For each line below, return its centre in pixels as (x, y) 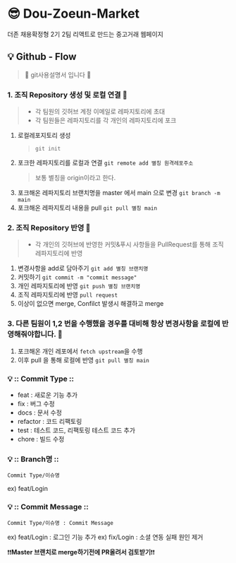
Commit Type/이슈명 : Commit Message (61, 523)
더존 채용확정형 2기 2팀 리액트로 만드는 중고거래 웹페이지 (85, 34)
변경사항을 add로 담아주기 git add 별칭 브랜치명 (83, 268)
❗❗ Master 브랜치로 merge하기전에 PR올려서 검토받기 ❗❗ (81, 552)
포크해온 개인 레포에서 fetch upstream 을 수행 (80, 351)
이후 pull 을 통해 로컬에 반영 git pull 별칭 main (83, 360)
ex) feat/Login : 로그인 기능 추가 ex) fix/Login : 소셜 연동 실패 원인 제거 (105, 537)
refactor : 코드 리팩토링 (50, 421)
